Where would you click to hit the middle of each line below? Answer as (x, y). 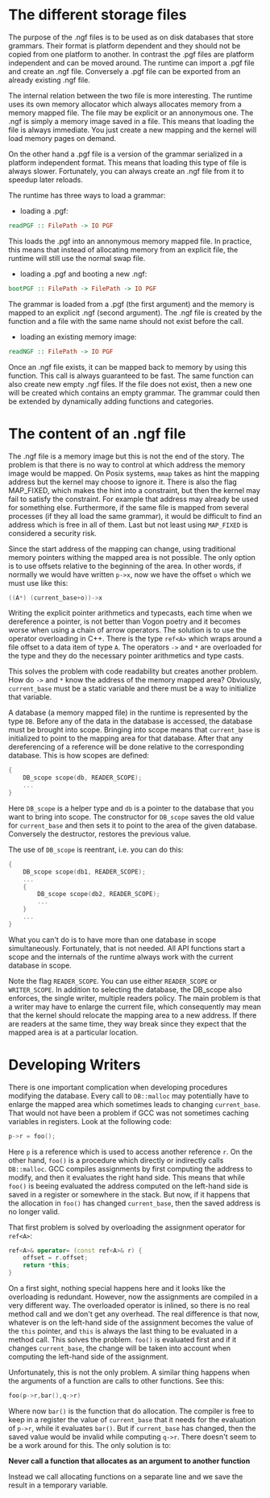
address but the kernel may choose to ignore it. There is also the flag (123, 482)
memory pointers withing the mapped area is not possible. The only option (132, 557)
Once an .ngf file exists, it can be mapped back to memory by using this (128, 367)
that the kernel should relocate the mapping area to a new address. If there (133, 1015)
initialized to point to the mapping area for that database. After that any (126, 738)
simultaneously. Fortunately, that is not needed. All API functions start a (127, 948)
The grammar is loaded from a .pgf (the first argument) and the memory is (132, 304)
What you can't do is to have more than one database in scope (112, 940)
